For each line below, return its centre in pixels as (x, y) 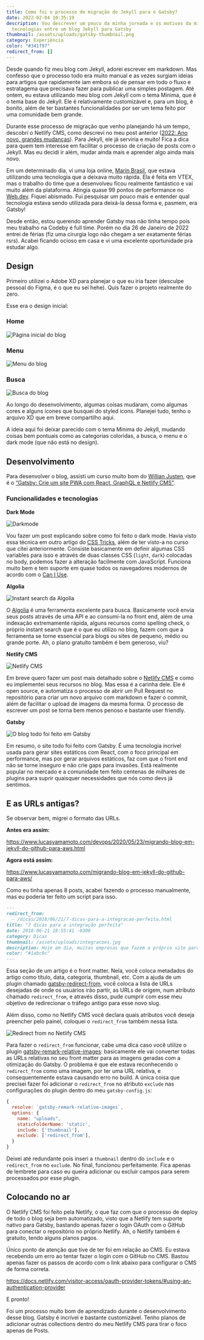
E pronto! (18, 1299)
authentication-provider (36, 1287)
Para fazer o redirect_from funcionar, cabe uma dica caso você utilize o (97, 1045)
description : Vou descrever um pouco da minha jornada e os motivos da (99, 23)
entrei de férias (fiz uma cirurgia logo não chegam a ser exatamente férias (99, 234)
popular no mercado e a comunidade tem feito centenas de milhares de (96, 772)
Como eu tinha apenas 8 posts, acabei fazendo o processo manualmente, (99, 890)
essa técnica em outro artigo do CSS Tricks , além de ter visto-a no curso (97, 542)
